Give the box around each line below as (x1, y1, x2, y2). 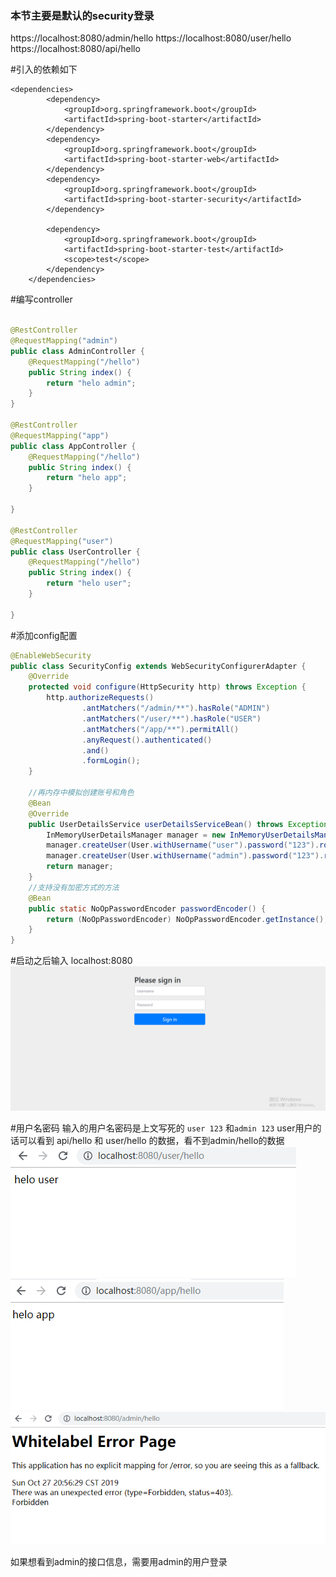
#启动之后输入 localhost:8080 (10, 955, 133, 967)
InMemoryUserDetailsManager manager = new (46, 830, 226, 840)
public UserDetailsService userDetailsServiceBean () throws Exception (28, 819, 329, 829)
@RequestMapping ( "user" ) (10, 536, 114, 546)
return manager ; (46, 862, 114, 872)
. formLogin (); (81, 756, 141, 766)
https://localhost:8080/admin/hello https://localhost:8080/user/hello (10, 32, 292, 44)
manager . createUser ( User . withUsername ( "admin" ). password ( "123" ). (46, 851, 325, 861)
